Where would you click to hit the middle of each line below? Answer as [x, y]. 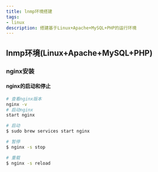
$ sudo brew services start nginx [48, 131]
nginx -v [17, 104]
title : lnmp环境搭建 [29, 11]
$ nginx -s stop [26, 147]
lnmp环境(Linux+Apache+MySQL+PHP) [79, 53]
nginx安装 [20, 71]
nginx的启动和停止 [29, 86]
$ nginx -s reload [28, 163]
